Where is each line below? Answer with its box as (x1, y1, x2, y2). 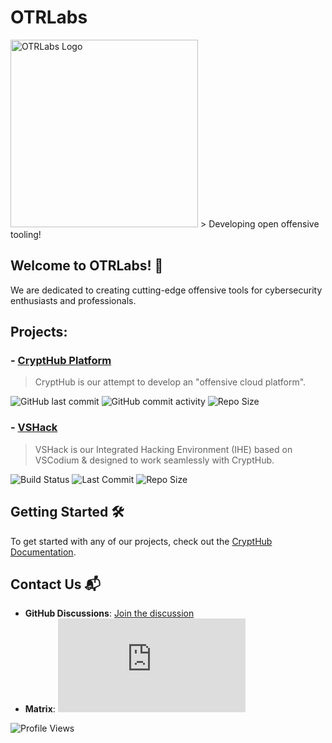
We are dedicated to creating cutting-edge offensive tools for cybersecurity (10, 284, 323, 296)
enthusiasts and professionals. (10, 294, 137, 306)
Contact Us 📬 (10, 576, 102, 593)
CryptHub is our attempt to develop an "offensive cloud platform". (34, 376, 307, 388)
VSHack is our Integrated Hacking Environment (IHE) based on (34, 443, 293, 455)
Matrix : (24, 703, 56, 715)
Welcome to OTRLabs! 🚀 (10, 257, 164, 275)
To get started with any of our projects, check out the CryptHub (10, 535, 273, 547)
